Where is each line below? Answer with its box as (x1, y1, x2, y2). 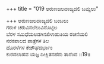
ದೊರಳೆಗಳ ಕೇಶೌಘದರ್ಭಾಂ (6, 44, 53, 51)
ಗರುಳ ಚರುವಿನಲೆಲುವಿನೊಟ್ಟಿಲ (6, 24, 58, 31)
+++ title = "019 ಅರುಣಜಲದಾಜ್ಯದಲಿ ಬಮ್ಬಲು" (6, 5, 99, 12)
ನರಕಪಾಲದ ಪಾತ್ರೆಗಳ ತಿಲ (6, 37, 49, 44)
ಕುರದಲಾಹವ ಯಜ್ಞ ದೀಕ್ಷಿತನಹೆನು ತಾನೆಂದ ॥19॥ (6, 51, 91, 57)
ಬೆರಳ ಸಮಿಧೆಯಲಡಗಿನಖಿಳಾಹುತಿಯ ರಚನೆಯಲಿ (6, 31, 88, 38)
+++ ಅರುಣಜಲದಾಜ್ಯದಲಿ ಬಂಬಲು (6, 17, 69, 24)
